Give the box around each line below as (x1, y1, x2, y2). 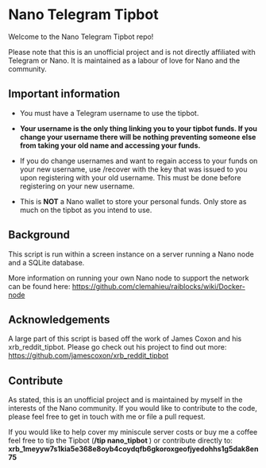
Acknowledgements (8, 312, 110, 327)
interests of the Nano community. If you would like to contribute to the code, (8, 404, 258, 413)
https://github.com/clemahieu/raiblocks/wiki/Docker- (71, 281, 246, 291)
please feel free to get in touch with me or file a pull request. (8, 412, 206, 422)
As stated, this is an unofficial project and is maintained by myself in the (8, 395, 243, 404)
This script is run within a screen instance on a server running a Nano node (8, 249, 254, 259)
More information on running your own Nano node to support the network (8, 273, 249, 283)
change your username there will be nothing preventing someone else (19, 132, 256, 141)
